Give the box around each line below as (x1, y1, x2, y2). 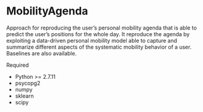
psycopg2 (15, 79, 41, 87)
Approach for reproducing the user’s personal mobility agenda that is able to (6, 24, 197, 31)
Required (6, 61, 29, 69)
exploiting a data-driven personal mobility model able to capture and (6, 37, 178, 44)
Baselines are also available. (6, 49, 77, 57)
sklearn (15, 92, 35, 99)
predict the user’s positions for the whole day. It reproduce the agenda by (6, 30, 190, 37)
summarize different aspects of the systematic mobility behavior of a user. (6, 43, 192, 51)
